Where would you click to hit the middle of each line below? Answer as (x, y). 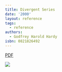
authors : (14, 32)
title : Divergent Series (30, 9)
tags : (10, 23)
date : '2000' (18, 14)
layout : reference (23, 18)
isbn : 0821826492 (23, 41)
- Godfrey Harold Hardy (33, 37)
